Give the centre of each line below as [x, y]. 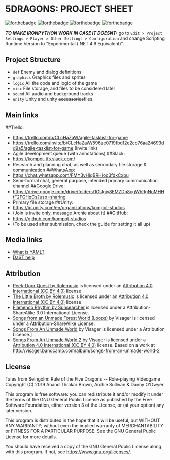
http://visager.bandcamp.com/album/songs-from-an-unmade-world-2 [86, 351]
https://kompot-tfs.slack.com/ [44, 159]
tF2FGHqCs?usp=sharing [39, 197]
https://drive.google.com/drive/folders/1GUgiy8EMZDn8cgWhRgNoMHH [89, 191]
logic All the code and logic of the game [55, 83]
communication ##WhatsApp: [44, 170]
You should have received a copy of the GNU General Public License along [83, 447]
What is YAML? [28, 252]
